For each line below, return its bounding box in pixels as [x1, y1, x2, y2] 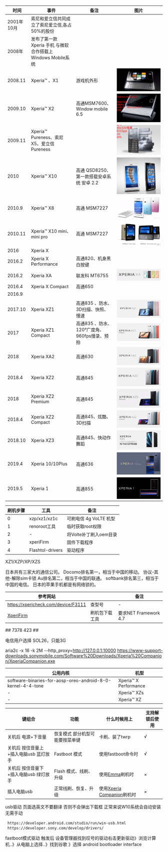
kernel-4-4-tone [7, 682, 44, 688]
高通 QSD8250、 [75, 167, 111, 173]
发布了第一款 [30, 36, 57, 42]
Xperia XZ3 [30, 437, 54, 443]
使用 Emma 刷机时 [99, 771, 134, 777]
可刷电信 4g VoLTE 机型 [66, 516, 115, 522]
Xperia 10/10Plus [30, 461, 67, 467]
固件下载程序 [66, 539, 93, 545]
